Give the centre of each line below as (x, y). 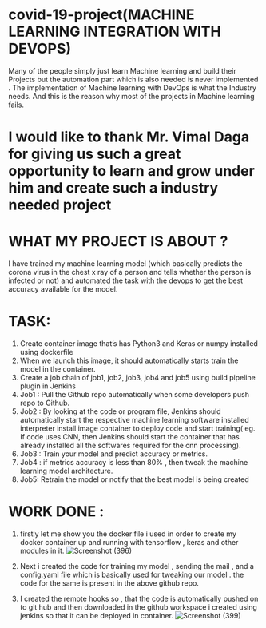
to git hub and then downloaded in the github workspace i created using (139, 607)
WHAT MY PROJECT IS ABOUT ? (118, 242)
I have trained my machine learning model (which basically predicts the (125, 264)
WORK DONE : (56, 512)
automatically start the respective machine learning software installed (134, 420)
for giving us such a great (95, 154)
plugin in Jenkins (48, 386)
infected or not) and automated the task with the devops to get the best (126, 280)
